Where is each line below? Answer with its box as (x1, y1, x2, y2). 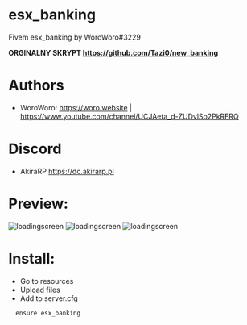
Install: (8, 249, 56, 268)
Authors (8, 77, 64, 94)
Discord (8, 140, 62, 158)
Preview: (8, 195, 68, 213)
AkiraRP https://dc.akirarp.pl (19, 166, 114, 176)
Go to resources (19, 276, 74, 285)
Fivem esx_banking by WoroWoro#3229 (8, 32, 141, 42)
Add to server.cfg (19, 293, 78, 303)
